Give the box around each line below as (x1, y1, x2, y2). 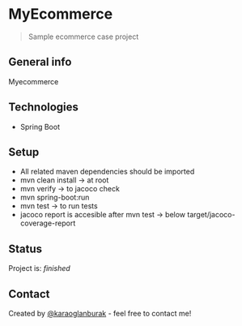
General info (8, 55, 72, 69)
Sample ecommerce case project (28, 32, 139, 41)
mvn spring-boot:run (19, 192, 90, 203)
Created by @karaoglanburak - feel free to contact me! (8, 309, 192, 318)
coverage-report (19, 218, 76, 228)
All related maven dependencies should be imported (19, 167, 195, 177)
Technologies (8, 101, 79, 114)
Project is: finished (8, 264, 70, 273)
